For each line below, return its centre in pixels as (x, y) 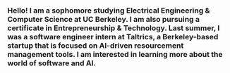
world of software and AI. (52, 63)
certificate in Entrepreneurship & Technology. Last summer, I (114, 28)
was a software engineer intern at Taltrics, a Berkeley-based (113, 36)
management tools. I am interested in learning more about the (115, 54)
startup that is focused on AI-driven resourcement (96, 46)
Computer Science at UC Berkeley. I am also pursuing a (103, 19)
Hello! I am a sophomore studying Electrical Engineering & (109, 11)
